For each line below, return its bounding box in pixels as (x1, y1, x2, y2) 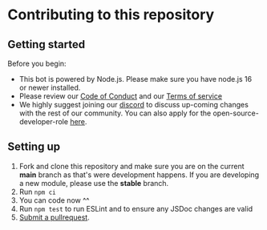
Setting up (7, 140, 61, 154)
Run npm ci (18, 187, 57, 196)
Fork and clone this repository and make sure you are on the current (18, 161, 245, 171)
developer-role (18, 117, 69, 126)
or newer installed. (18, 83, 81, 92)
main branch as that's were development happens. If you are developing (18, 170, 260, 180)
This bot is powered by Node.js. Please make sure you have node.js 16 (18, 75, 253, 83)
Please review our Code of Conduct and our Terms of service (18, 91, 222, 101)
